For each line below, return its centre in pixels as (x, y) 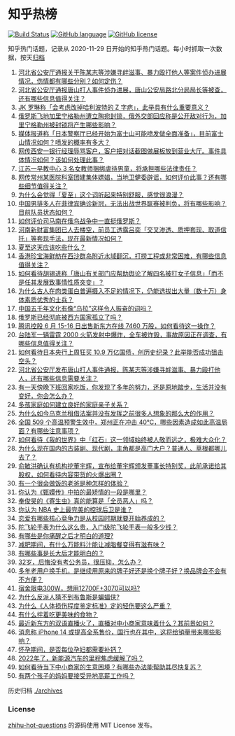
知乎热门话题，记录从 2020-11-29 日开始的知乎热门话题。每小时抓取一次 (112, 48)
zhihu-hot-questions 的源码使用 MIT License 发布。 (82, 726)
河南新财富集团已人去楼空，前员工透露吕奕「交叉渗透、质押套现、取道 (119, 229)
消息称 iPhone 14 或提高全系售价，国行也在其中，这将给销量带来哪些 (116, 632)
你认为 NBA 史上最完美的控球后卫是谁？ (76, 509)
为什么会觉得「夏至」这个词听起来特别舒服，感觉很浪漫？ (101, 194)
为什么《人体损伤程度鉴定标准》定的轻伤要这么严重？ (95, 605)
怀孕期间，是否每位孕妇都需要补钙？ (70, 649)
